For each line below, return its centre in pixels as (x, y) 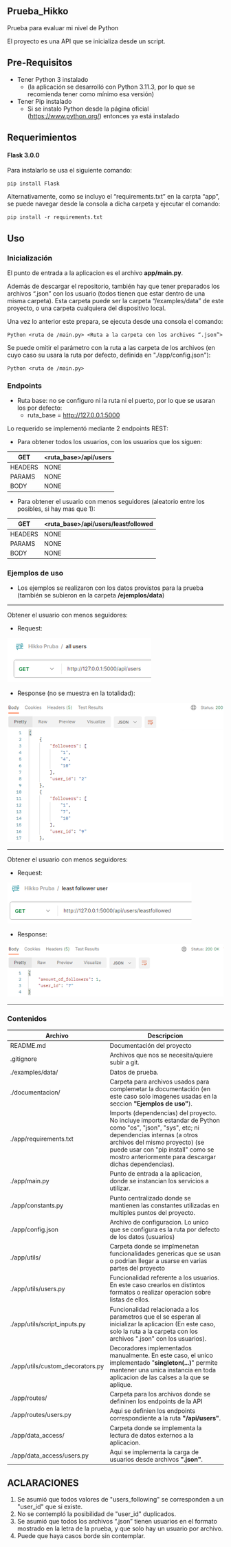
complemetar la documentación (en (160, 1088)
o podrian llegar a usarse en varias (158, 1261)
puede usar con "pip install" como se (162, 1150)
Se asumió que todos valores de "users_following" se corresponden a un (120, 1500)
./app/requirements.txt (42, 1139)
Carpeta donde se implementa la (156, 1428)
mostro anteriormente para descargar (163, 1157)
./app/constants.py (37, 1205)
